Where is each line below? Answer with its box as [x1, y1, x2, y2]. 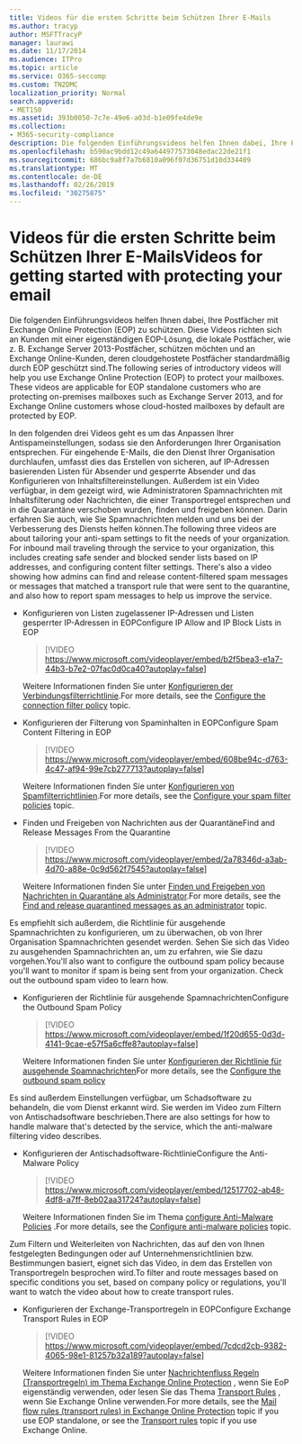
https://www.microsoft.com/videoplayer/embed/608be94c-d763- [44, 753, 289, 765]
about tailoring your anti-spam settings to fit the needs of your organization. [9, 533, 290, 543]
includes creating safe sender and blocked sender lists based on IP [9, 552, 258, 562]
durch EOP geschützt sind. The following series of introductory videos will [9, 362, 281, 373]
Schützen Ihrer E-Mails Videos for [9, 247, 263, 267]
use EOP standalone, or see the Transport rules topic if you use [22, 1414, 258, 1426]
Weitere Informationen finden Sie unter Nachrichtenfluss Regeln [22, 1367, 260, 1377]
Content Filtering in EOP [22, 726, 112, 738]
